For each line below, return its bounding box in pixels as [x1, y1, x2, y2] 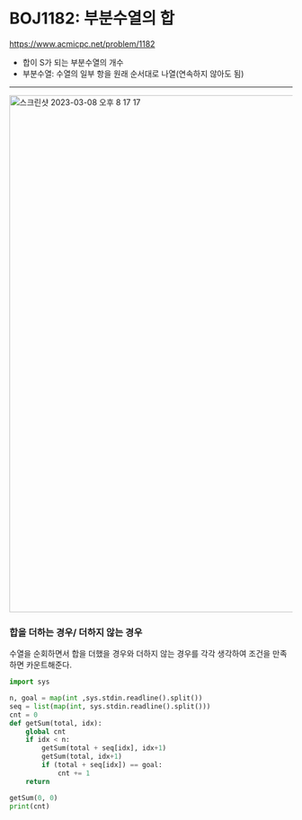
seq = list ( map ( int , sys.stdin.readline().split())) [9, 701, 211, 710]
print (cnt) [9, 801, 50, 811]
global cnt [25, 727, 67, 736]
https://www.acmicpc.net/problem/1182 [9, 38, 155, 49]
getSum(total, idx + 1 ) [41, 752, 123, 762]
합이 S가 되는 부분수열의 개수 [22, 57, 124, 67]
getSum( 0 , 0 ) [9, 793, 58, 802]
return [25, 777, 50, 786]
